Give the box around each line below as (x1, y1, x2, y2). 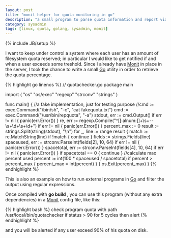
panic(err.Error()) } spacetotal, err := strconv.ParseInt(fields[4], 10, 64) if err (5, 144, 164, 151)
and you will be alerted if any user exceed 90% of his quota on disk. (5, 227, 148, 233)
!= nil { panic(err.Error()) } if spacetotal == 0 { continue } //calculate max (5, 150, 157, 156)
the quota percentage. (5, 72, 52, 78)
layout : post (5, 7, 33, 13)
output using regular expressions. (5, 182, 76, 188)
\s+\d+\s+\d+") (5, 123, 37, 129)
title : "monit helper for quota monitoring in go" (5, 12, 115, 17)
